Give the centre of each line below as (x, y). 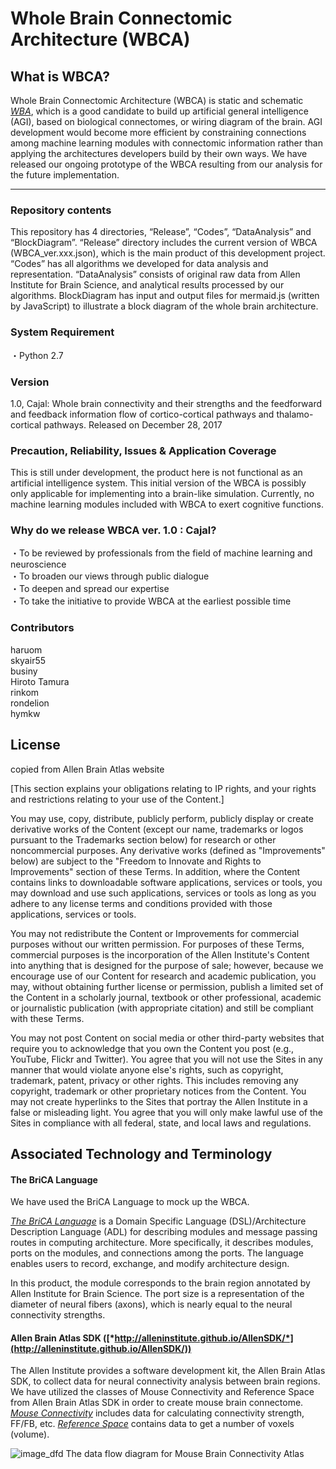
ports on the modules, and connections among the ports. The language (157, 1253)
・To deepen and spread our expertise (90, 589)
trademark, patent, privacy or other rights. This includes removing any (154, 1080)
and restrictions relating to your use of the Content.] (117, 799)
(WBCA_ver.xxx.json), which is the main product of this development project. (168, 253)
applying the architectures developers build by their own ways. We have (159, 153)
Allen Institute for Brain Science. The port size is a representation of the (157, 1294)
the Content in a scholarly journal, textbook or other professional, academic (166, 997)
